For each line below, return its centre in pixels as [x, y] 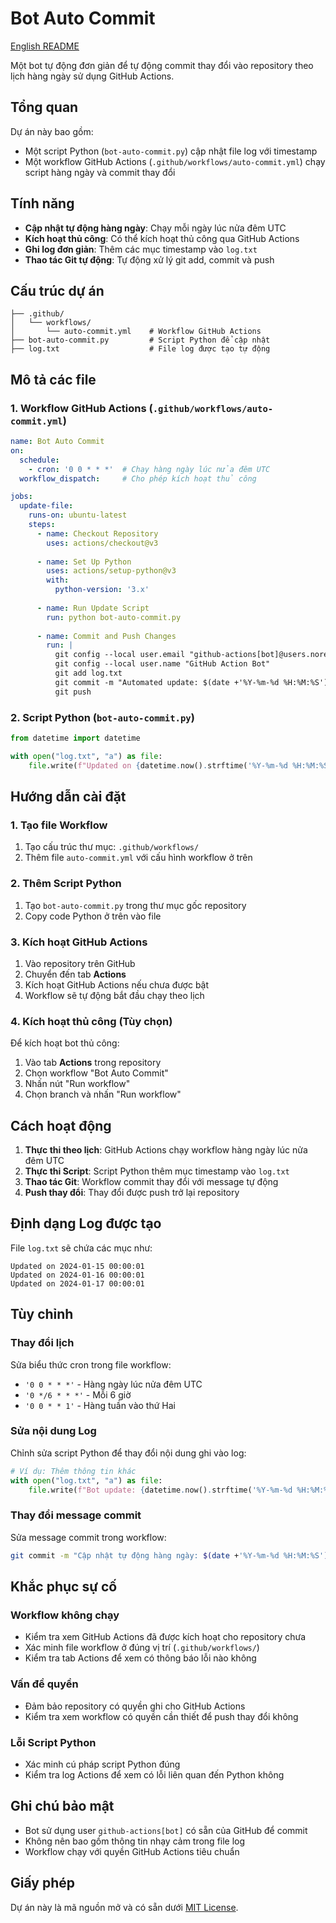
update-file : [46, 506]
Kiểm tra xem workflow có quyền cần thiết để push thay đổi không [161, 1716]
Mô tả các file [53, 379]
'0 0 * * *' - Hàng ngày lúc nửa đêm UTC [113, 1384]
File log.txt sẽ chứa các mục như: [81, 1248]
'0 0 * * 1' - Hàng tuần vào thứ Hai [100, 1405]
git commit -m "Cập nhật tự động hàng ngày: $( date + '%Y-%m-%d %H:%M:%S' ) [169, 1555]
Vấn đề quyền [44, 1684]
